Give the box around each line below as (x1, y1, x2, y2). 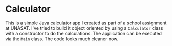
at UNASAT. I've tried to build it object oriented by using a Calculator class (5, 25, 163, 31)
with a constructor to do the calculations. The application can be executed (5, 30, 162, 36)
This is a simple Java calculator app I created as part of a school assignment (5, 20, 167, 26)
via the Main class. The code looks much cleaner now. (5, 36, 119, 42)
